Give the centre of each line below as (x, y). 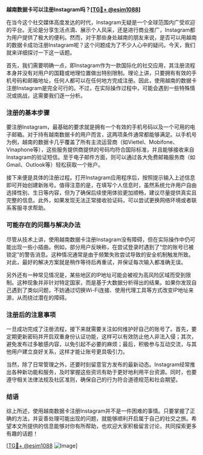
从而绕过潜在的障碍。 (43, 297)
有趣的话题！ (22, 434)
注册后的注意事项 (31, 315)
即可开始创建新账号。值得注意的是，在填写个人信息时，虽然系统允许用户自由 (101, 185)
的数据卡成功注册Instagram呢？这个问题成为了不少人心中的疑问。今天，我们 (101, 45)
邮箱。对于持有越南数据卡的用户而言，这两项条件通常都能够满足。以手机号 (104, 135)
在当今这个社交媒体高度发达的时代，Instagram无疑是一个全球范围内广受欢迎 (101, 22)
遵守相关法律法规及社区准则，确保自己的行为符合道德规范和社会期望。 (94, 379)
